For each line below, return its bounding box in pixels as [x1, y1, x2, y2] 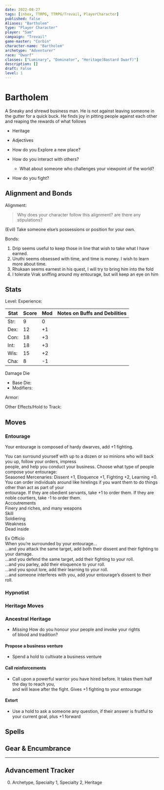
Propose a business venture [5, 643, 63, 649]
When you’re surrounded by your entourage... [5, 541, 97, 547]
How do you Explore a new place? [12, 147, 81, 152]
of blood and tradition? [12, 632, 58, 638]
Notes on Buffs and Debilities [57, 310, 127, 317]
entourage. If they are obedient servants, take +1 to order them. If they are [5, 490, 154, 496]
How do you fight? [12, 175, 50, 181]
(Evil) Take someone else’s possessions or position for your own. [5, 226, 135, 232]
